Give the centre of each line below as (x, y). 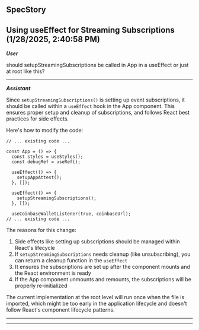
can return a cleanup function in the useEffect (71, 261)
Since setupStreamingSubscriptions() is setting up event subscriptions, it (96, 100)
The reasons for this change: (41, 230)
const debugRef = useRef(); (46, 162)
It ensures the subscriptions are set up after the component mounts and (102, 267)
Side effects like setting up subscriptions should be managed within (97, 242)
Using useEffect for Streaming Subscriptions (90, 30)
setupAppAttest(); (39, 177)
